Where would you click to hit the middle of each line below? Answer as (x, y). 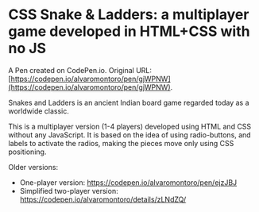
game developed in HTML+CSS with (129, 31)
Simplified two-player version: (69, 191)
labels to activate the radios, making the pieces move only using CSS (121, 143)
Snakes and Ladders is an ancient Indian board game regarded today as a (129, 102)
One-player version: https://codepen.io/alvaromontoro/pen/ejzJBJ (128, 182)
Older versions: (33, 167)
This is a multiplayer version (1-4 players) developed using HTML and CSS (130, 126)
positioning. (27, 152)
